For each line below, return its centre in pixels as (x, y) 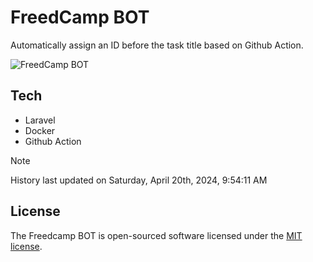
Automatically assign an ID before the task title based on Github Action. (157, 45)
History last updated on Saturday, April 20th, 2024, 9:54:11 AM (139, 180)
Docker (40, 130)
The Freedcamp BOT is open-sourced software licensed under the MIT (156, 235)
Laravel (40, 120)
